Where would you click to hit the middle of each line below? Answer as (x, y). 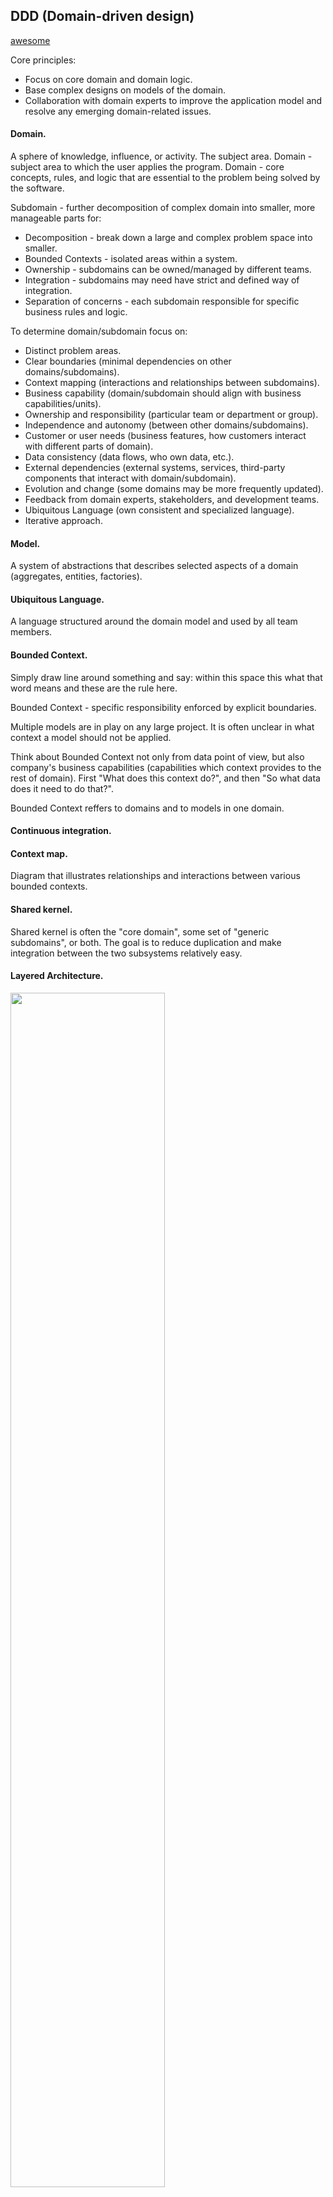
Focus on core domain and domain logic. (108, 79)
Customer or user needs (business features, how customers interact (165, 436)
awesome (30, 40)
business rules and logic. (76, 312)
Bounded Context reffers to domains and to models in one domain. (147, 808)
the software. (37, 188)
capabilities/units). (63, 404)
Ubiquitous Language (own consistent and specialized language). (159, 510)
